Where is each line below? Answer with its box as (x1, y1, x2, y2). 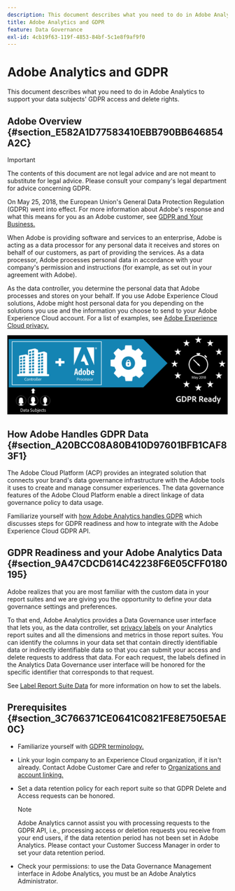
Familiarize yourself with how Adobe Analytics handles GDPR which (7, 511, 203, 520)
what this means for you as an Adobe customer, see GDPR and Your (7, 213, 204, 220)
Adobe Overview (7, 115, 83, 127)
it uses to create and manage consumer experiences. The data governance (7, 483, 224, 492)
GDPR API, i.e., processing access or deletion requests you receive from (17, 826, 226, 834)
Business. (7, 220, 36, 228)
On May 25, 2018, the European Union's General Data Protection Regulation (7, 198, 225, 206)
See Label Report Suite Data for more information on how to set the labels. (7, 681, 222, 690)
